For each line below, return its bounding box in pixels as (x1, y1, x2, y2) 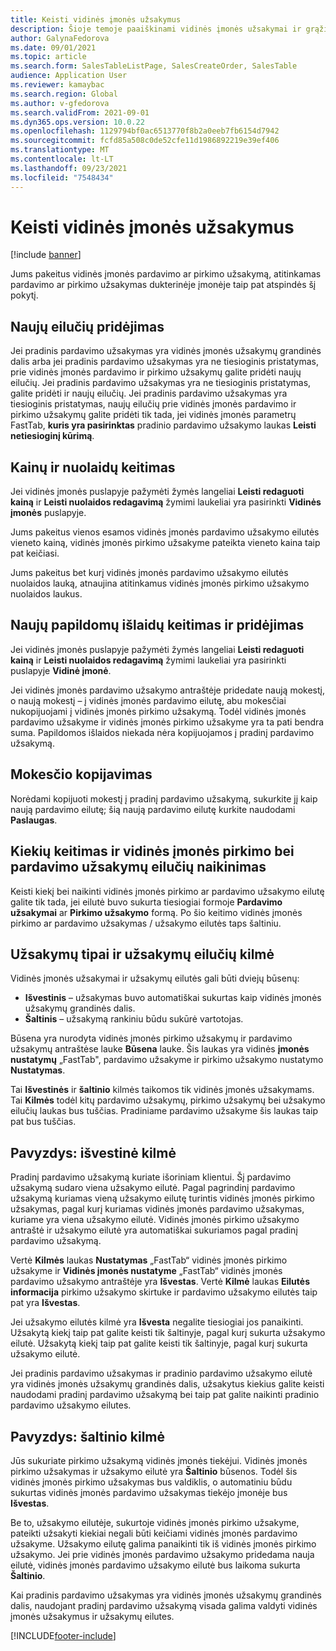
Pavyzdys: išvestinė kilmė (10, 1144, 177, 1161)
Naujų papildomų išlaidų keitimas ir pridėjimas (10, 617, 305, 634)
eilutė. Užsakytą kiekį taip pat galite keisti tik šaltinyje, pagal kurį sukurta (10, 1337, 308, 1350)
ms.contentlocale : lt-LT (10, 154, 114, 164)
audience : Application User (10, 71, 128, 81)
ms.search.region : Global (10, 89, 118, 99)
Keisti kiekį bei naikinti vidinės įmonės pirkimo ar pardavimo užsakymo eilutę (10, 885, 325, 897)
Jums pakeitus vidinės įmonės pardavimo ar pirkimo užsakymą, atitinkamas (10, 268, 322, 280)
